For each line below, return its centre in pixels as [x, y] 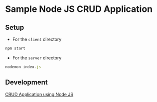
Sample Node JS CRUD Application [79, 9]
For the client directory [37, 39]
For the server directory [37, 57]
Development [27, 82]
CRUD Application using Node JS [39, 94]
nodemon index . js [23, 67]
